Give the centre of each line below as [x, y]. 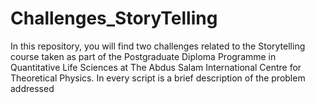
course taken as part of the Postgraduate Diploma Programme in [143, 56]
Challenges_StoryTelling [114, 18]
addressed [32, 88]
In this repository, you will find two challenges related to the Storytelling [158, 46]
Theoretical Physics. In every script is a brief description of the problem [158, 78]
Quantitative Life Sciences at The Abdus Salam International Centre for [156, 67]
